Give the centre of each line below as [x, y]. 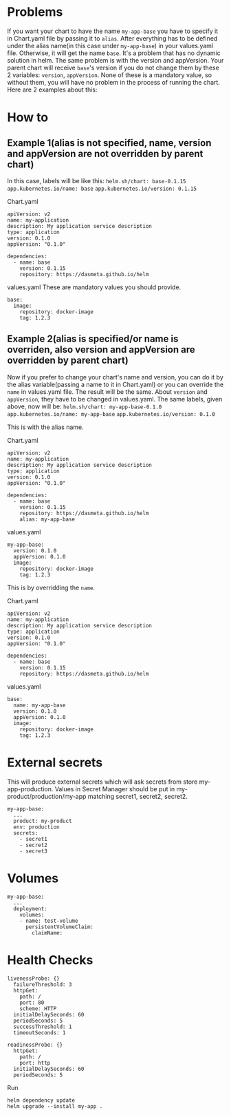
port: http [35, 1063]
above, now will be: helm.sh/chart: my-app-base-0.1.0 [85, 406]
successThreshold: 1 [43, 1027]
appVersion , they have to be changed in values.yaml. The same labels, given [115, 399]
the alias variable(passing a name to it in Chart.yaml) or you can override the [115, 384]
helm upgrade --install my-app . [55, 1106]
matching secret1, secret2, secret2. [137, 796]
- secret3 [34, 851]
